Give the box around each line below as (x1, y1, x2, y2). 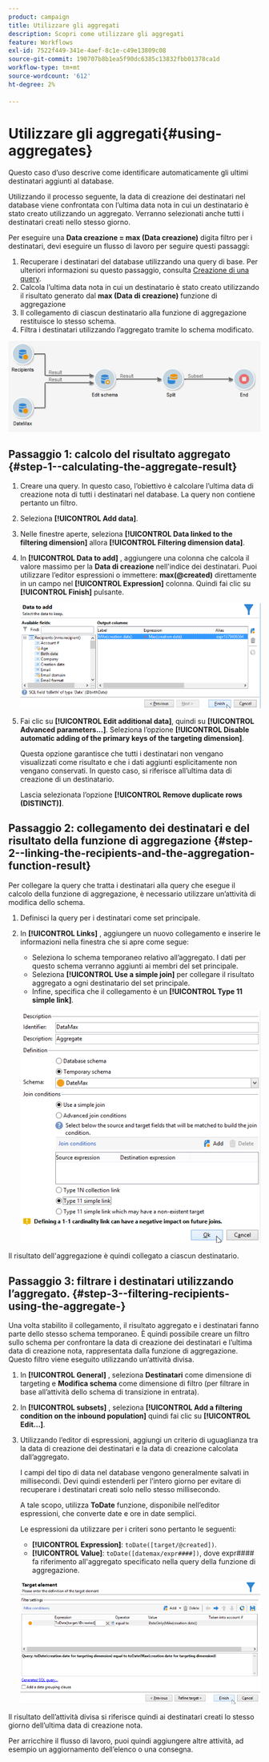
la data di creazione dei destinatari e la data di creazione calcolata (19, 1444, 239, 1454)
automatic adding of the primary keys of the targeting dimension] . (19, 734, 244, 743)
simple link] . (31, 995, 74, 1004)
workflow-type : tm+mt (8, 64, 81, 72)
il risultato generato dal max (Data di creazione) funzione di (19, 291, 218, 300)
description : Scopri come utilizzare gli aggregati (8, 30, 184, 38)
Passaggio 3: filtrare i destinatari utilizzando (8, 1274, 235, 1288)
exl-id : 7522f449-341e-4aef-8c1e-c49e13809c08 (8, 46, 167, 55)
